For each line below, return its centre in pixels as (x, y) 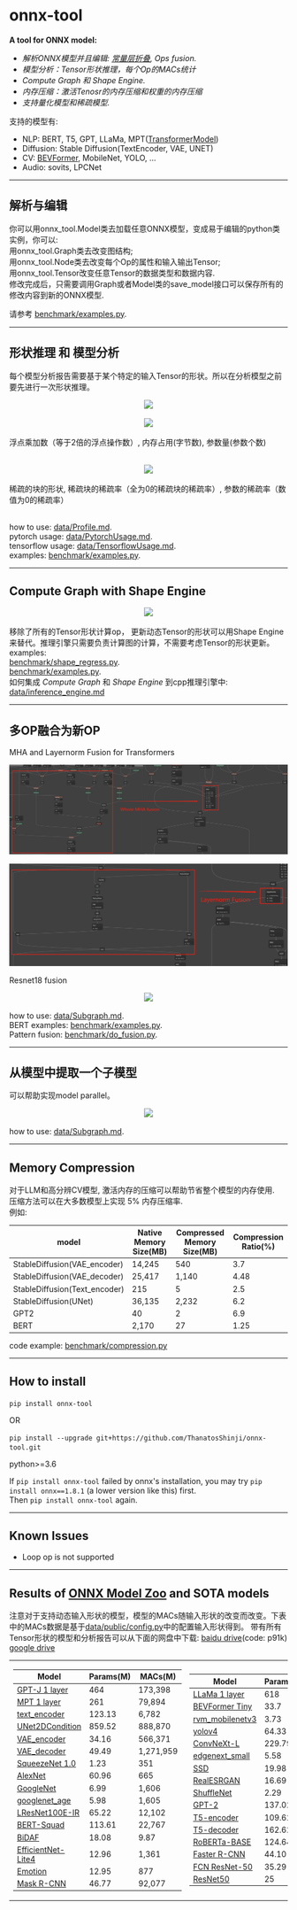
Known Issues (49, 1536)
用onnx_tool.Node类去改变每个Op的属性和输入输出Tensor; (115, 261)
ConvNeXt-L (217, 1744)
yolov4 (206, 1731)
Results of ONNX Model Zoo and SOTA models (139, 1593)
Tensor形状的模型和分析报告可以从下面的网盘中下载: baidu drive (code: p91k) (148, 1638)
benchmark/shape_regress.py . (65, 662)
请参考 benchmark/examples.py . (68, 313)
